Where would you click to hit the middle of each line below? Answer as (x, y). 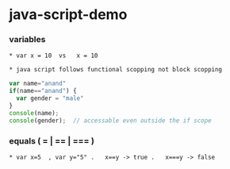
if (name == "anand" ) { (43, 91)
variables (27, 40)
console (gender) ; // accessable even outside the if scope (111, 121)
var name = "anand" (38, 84)
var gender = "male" (50, 98)
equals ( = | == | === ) (52, 140)
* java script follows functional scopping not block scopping (116, 70)
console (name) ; (34, 113)
